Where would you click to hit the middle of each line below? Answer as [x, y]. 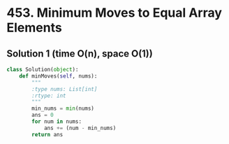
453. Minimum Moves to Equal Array [114, 13]
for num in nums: [57, 122]
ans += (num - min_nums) [80, 128]
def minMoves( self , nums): [58, 76]
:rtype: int [49, 96]
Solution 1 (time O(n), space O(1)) [80, 53]
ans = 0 [43, 115]
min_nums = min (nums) [63, 109]
